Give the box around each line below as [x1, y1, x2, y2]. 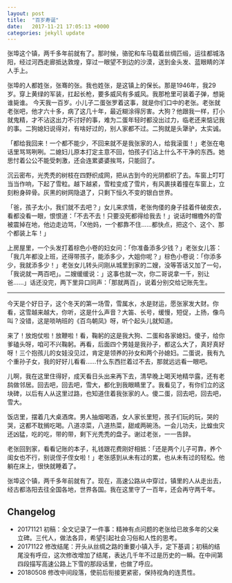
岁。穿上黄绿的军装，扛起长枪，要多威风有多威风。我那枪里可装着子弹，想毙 [7, 90, 225, 98]
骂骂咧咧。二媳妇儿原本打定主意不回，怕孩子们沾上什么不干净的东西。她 [19, 148, 225, 156]
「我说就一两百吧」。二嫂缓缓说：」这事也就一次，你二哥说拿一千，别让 [7, 270, 210, 278]
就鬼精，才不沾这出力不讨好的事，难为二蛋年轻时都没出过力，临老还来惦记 [7, 115, 219, 124]
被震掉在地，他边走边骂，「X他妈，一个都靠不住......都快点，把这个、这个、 [7, 221, 219, 229]
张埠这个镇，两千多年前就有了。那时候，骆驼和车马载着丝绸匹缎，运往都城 [7, 49, 219, 57]
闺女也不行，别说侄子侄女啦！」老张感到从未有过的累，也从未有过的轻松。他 [7, 454, 225, 462]
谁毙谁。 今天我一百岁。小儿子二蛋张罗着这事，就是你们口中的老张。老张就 [7, 98, 221, 107]
